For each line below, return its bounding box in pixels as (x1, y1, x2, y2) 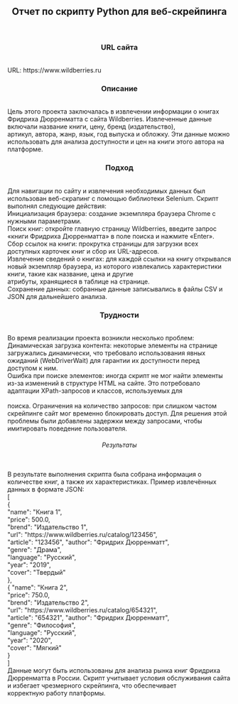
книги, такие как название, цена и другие (7, 269, 134, 278)
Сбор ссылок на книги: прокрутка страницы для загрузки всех (7, 239, 199, 248)
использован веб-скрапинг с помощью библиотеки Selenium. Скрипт (7, 194, 219, 202)
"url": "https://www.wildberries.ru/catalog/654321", (7, 606, 158, 614)
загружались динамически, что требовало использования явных (7, 349, 206, 357)
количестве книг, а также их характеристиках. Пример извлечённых (7, 477, 217, 486)
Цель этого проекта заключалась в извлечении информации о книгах (7, 107, 220, 116)
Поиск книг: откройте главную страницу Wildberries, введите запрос (7, 224, 217, 233)
